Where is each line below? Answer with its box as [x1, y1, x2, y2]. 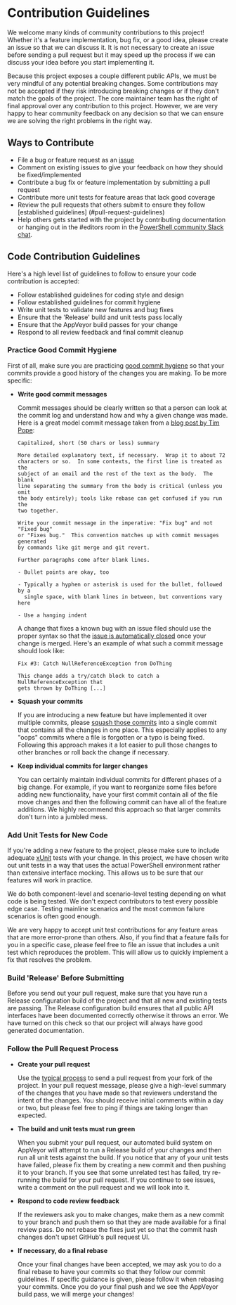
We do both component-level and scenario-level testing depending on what [7, 889, 226, 898]
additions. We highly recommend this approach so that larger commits [17, 805, 221, 814]
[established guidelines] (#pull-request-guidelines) [17, 207, 165, 216]
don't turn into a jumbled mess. [17, 812, 108, 821]
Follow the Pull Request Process [7, 1044, 119, 1054]
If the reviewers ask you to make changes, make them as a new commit [17, 1210, 225, 1219]
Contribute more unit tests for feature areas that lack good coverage [17, 193, 216, 201]
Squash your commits [17, 697, 84, 705]
